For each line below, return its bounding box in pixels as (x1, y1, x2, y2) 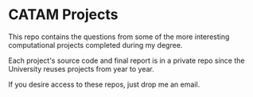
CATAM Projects (8, 6, 119, 24)
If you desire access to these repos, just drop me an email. (8, 80, 200, 89)
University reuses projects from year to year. (8, 64, 154, 73)
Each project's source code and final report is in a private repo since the (8, 56, 245, 65)
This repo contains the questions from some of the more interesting (8, 32, 230, 41)
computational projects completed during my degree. (8, 40, 183, 49)
